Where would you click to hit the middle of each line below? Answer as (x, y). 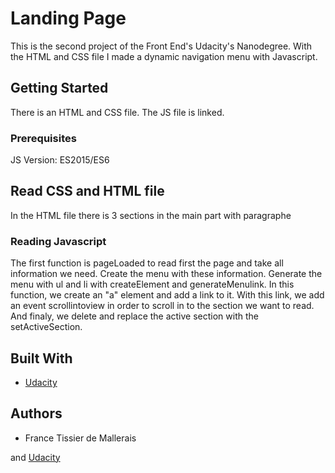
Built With (41, 358)
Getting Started (59, 88)
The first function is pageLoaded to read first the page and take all (147, 263)
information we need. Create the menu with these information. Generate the (166, 274)
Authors (36, 413)
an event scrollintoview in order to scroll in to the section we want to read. (162, 306)
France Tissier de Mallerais (80, 438)
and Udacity (35, 457)
